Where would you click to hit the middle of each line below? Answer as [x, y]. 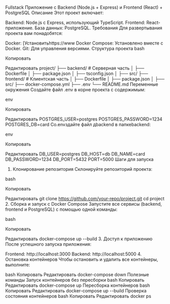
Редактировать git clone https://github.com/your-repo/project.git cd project [85, 199]
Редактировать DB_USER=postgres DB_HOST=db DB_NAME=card [75, 154]
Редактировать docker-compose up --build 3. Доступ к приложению [79, 239]
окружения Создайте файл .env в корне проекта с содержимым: [75, 90]
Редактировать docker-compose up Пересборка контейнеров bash [78, 285]
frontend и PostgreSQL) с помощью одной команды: [61, 209]
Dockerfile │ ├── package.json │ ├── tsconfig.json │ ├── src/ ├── [77, 73]
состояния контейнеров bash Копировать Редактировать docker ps [78, 296]
